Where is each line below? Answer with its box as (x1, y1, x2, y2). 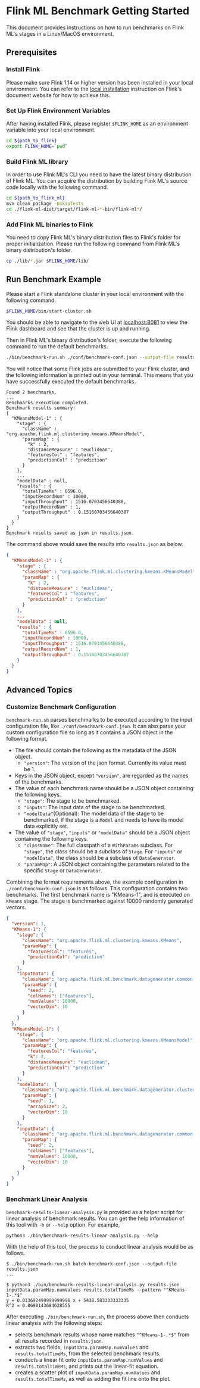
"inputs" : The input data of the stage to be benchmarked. (23, 804, 165, 811)
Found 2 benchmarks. (6, 389, 58, 395)
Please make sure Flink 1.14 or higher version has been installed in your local (6, 79, 193, 86)
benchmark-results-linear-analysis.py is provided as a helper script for (6, 1209, 183, 1216)
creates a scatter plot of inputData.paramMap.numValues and (14, 1369, 161, 1376)
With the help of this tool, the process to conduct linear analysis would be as (6, 1243, 194, 1250)
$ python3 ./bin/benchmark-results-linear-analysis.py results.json (6, 1282, 180, 1288)
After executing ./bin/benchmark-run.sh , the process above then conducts (6, 1313, 189, 1320)
